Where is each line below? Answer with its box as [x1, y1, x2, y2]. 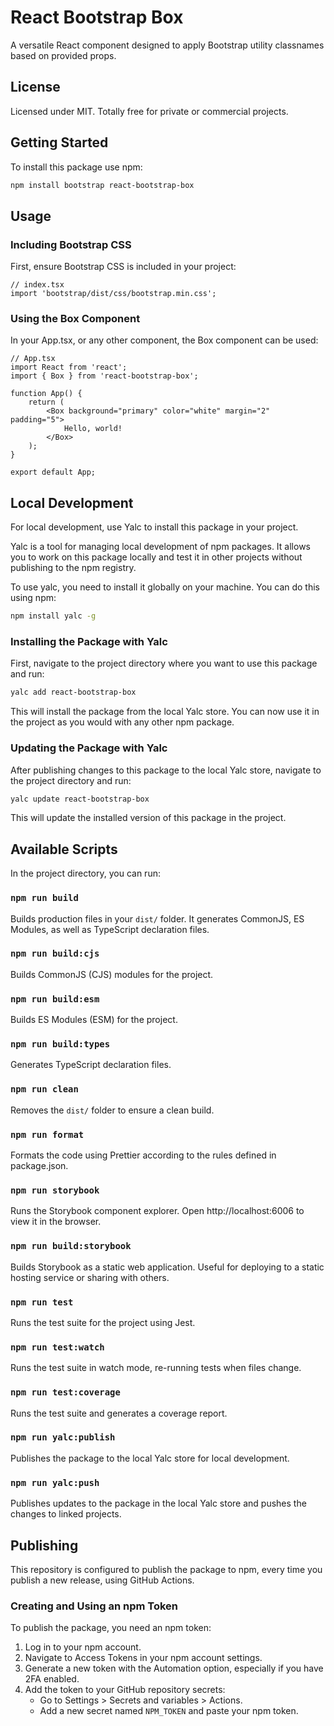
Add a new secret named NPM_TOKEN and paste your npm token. [39, 1705, 299, 1717]
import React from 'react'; [10, 362, 128, 373]
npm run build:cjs [10, 948, 100, 960]
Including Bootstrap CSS [10, 237, 132, 251]
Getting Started [10, 134, 109, 151]
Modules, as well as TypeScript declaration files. [10, 923, 210, 935]
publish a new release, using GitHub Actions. [10, 1574, 195, 1586]
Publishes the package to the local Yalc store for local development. [10, 1452, 290, 1464]
